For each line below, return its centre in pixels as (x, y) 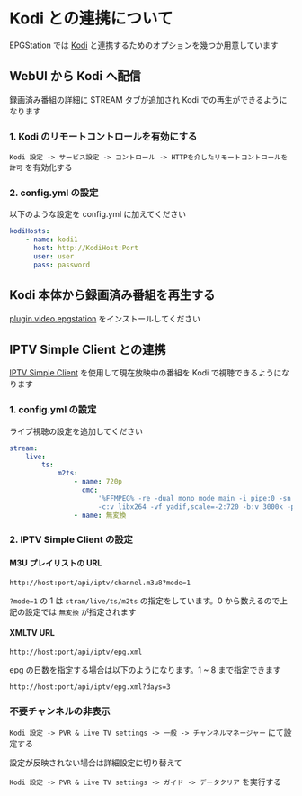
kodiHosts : (30, 231)
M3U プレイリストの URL (56, 563)
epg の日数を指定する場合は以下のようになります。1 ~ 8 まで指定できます (145, 669)
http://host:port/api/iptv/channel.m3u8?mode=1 (100, 583)
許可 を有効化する (41, 167)
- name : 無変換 (100, 515)
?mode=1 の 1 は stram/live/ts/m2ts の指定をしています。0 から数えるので (145, 601)
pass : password (62, 265)
